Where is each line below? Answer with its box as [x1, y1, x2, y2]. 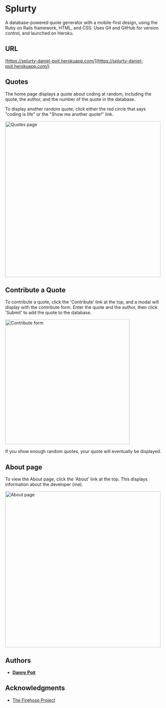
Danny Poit [12, 670, 36, 675]
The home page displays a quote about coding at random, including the [5, 91, 152, 97]
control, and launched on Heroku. [5, 30, 74, 36]
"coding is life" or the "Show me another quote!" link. [5, 111, 114, 117]
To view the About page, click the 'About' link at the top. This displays [5, 476, 148, 482]
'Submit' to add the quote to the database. [5, 310, 92, 316]
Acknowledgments [5, 684, 66, 693]
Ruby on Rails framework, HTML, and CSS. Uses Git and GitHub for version [5, 24, 159, 30]
